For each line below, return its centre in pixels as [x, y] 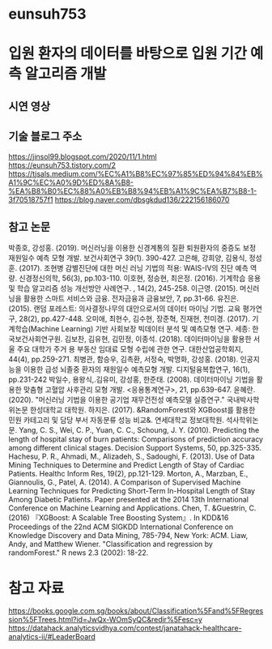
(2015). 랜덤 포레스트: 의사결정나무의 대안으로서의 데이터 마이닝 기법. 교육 [125, 309]
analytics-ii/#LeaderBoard [52, 637]
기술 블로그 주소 [45, 137]
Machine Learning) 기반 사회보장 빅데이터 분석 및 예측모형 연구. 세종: [140, 329]
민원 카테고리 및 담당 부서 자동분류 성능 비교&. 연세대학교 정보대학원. [117, 420]
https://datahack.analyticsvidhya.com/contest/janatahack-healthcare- [125, 628]
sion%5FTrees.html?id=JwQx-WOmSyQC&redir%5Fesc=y [105, 620]
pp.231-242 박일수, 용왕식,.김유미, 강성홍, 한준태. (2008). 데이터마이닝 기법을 [132, 380]
